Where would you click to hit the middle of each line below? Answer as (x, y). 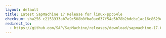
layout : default (22, 10)
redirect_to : (19, 23)
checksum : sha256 (23, 19)
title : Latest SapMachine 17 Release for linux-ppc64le (64, 14)
